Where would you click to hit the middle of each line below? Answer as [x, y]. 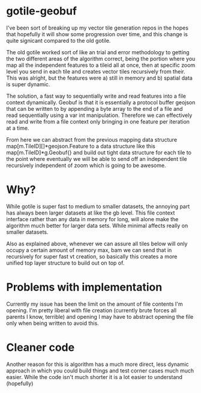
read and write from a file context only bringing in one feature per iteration [98, 121]
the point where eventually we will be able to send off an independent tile [97, 159]
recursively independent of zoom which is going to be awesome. [86, 165]
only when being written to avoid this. [52, 323]
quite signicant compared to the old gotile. [58, 40]
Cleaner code [40, 347]
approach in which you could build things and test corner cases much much [100, 370]
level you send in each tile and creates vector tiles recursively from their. [96, 71]
